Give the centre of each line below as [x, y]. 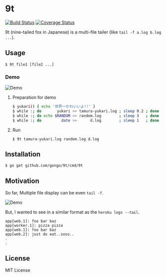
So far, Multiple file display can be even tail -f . [54, 193]
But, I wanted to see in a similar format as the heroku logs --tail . [72, 212]
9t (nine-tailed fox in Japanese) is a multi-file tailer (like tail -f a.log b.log [83, 32]
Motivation [22, 181]
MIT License [18, 270]
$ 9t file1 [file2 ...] [30, 64]
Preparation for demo [34, 97]
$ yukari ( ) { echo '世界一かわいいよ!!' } [54, 107]
